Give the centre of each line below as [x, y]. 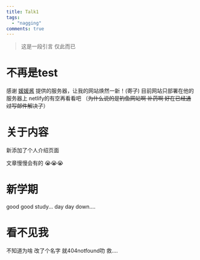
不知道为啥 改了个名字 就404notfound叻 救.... [62, 251]
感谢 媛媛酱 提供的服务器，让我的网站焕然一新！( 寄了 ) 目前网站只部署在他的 [100, 91]
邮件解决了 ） [33, 106]
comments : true [25, 29]
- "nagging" [27, 23]
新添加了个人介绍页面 [33, 150]
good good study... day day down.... [51, 207]
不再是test [32, 73]
